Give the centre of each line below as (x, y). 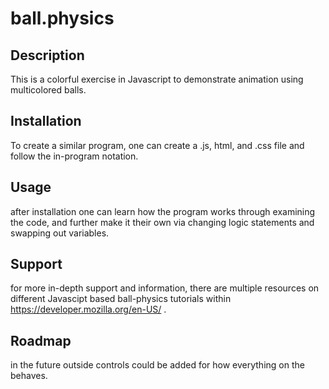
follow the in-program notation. (74, 156)
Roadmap (41, 340)
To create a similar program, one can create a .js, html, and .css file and (157, 145)
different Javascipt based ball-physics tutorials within (121, 299)
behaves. (29, 376)
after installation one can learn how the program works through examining (163, 211)
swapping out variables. (60, 233)
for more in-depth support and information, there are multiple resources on (165, 288)
